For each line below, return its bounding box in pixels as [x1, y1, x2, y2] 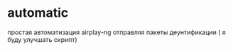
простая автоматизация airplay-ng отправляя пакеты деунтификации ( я [7, 28, 226, 36]
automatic [7, 5, 69, 21]
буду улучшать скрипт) [7, 35, 77, 43]
